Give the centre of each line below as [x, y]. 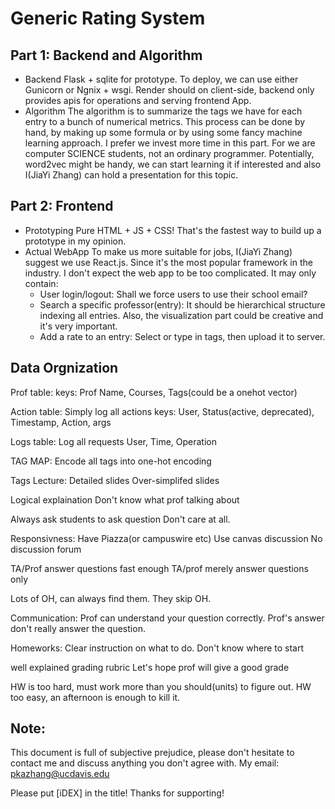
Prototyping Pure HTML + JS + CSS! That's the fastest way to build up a [173, 230]
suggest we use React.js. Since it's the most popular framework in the [168, 262]
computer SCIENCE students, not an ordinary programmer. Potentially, [169, 153]
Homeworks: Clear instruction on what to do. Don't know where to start [157, 648]
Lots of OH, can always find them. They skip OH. [111, 598]
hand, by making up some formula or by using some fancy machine [163, 132]
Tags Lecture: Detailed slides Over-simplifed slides [115, 480]
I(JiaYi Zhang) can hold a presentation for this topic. [131, 175]
